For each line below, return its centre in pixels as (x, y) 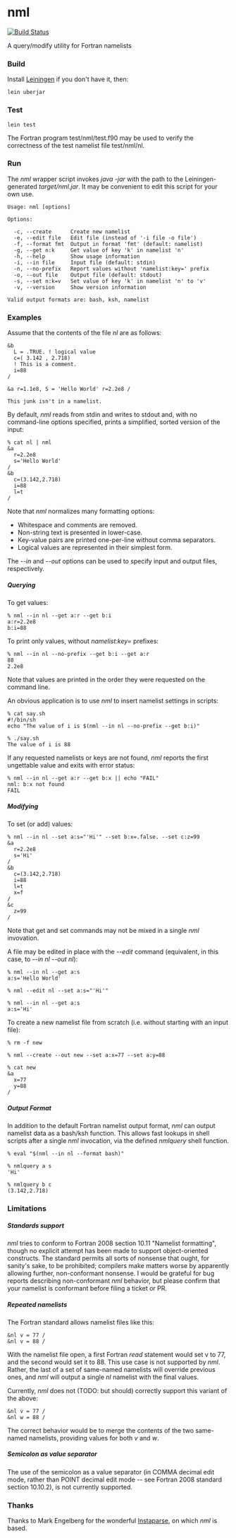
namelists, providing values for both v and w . (94, 1438)
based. (17, 1528)
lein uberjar (26, 93)
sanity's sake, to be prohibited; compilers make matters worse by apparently (118, 1265)
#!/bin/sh (22, 720)
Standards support (36, 1225)
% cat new (22, 1068)
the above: (23, 1398)
